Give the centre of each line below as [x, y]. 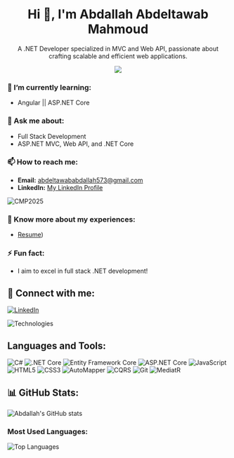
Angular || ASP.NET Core [53, 103]
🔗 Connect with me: [51, 293]
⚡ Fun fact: [26, 253]
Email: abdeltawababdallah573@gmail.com [80, 180]
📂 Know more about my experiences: [71, 219]
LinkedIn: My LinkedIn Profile [60, 187]
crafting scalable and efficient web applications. [118, 56]
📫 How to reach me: [43, 162]
